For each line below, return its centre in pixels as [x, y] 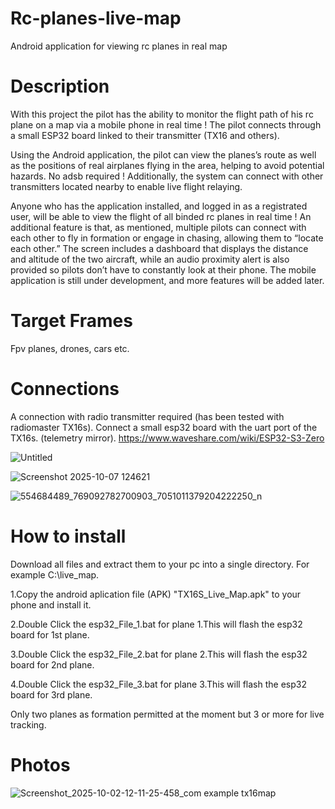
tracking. [28, 724]
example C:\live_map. [55, 574]
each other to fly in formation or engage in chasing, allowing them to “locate [167, 238]
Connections [65, 389]
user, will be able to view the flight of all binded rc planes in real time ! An [161, 216]
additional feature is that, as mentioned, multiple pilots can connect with [158, 227]
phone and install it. [51, 604]
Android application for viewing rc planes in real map [119, 46]
